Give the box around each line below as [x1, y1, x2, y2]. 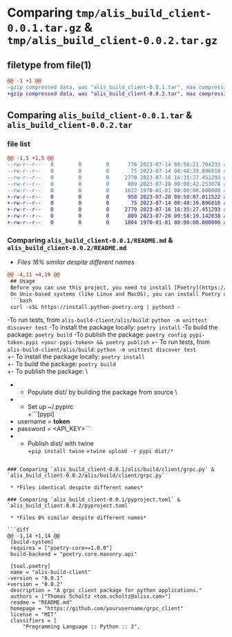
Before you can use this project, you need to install [10, 284, 171, 291]
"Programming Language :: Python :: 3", [22, 623, 140, 630]
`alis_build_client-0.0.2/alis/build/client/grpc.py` [7, 472, 166, 479]
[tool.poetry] [10, 563, 51, 570]
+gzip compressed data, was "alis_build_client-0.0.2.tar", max [7, 90, 196, 97]
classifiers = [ [10, 617, 57, 625]
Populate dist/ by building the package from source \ [27, 388, 177, 397]
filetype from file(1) [7, 59, 92, 70]
